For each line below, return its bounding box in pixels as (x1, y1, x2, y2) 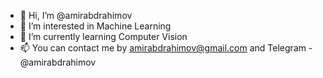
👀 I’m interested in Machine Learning (19, 20, 172, 32)
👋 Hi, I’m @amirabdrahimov (19, 10, 133, 21)
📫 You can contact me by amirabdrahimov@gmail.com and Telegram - (19, 42, 313, 54)
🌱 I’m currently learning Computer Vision (19, 31, 188, 42)
